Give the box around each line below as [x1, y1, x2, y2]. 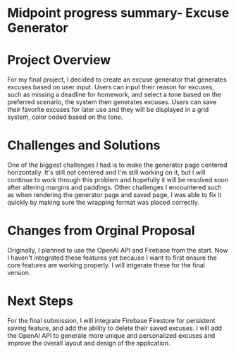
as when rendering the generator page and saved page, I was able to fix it [7, 191, 222, 199]
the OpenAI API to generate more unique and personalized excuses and [7, 331, 216, 339]
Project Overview [7, 52, 111, 68]
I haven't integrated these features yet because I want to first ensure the [7, 253, 217, 262]
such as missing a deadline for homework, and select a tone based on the [7, 90, 222, 99]
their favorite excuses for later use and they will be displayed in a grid [7, 106, 209, 114]
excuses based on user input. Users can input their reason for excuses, [7, 83, 215, 91]
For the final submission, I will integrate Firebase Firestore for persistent [7, 316, 216, 324]
